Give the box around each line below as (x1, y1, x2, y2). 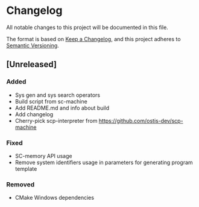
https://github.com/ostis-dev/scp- (98, 117, 183, 124)
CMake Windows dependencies (14, 194, 95, 202)
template (14, 165, 37, 172)
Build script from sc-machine (14, 97, 87, 105)
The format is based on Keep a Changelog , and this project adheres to (6, 35, 181, 42)
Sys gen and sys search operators (14, 91, 101, 99)
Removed (6, 180, 35, 188)
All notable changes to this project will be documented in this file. (6, 24, 169, 31)
